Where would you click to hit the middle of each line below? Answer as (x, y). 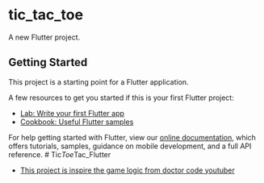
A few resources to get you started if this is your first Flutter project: (121, 98)
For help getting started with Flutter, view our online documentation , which (132, 137)
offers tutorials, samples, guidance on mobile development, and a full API (130, 146)
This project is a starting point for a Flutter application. (98, 81)
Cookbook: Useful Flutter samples (77, 122)
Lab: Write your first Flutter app (72, 113)
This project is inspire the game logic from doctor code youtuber (128, 170)
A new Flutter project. (44, 37)
